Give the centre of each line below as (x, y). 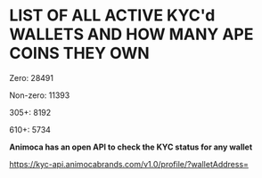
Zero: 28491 (31, 77)
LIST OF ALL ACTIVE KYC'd (112, 16)
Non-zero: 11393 (40, 95)
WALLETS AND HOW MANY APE (131, 34)
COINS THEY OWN (79, 53)
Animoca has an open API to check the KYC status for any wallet (131, 147)
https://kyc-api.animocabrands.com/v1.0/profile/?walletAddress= (129, 164)
